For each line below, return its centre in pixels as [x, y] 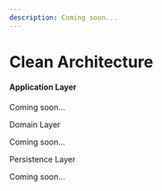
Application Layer [43, 87]
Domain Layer [35, 125]
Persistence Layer [43, 160]
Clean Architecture [81, 61]
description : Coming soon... [64, 17]
